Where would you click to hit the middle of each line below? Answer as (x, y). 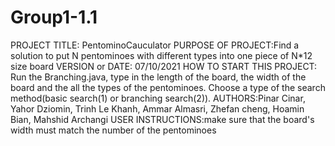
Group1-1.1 (54, 17)
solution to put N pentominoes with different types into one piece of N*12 (161, 55)
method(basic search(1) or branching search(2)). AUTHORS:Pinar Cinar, (158, 98)
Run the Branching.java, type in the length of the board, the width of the (158, 77)
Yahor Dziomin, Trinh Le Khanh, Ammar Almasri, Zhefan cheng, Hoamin (157, 108)
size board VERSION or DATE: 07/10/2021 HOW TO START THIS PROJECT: (164, 66)
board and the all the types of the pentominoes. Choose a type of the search (168, 87)
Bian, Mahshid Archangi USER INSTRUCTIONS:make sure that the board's (162, 119)
